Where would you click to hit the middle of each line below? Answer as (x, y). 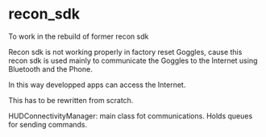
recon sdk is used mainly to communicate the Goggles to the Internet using (133, 60)
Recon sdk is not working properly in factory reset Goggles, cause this (125, 52)
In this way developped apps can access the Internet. (97, 85)
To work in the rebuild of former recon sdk (79, 36)
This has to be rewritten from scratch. (71, 100)
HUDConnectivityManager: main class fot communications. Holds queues (131, 116)
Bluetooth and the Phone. (50, 68)
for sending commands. (48, 124)
